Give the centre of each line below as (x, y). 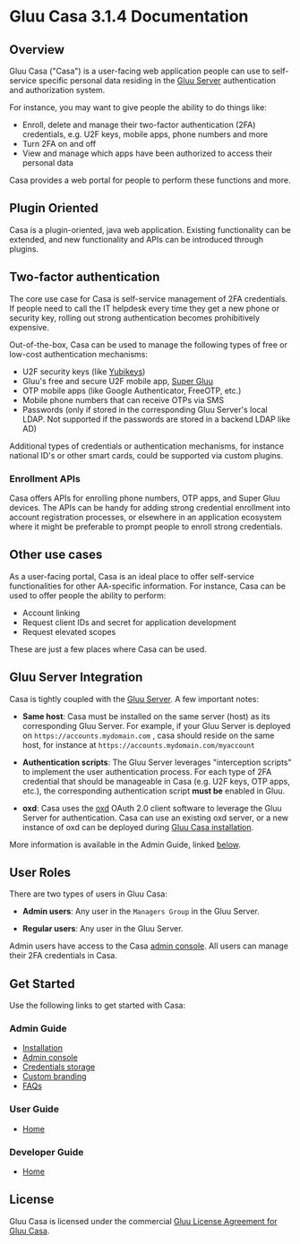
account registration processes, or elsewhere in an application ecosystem (146, 517)
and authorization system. (57, 90)
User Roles (40, 872)
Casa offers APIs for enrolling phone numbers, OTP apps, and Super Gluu (145, 498)
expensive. (30, 327)
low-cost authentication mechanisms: (79, 354)
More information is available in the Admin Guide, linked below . (125, 845)
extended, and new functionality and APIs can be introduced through (137, 239)
